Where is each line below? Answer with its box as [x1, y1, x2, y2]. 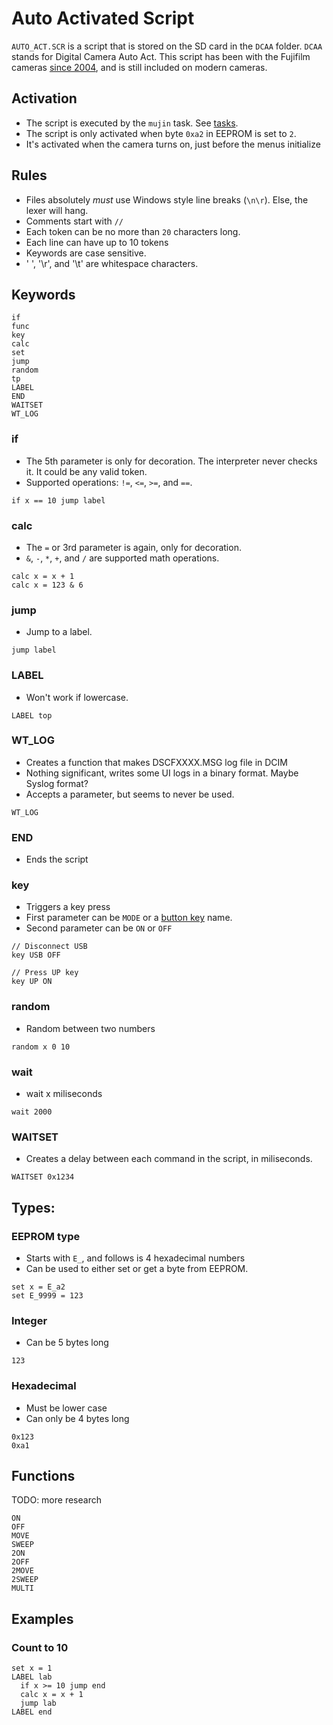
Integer [11, 1313, 48, 1327]
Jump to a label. [25, 626, 93, 638]
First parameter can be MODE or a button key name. [25, 912, 233, 924]
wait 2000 [11, 1107, 53, 1117]
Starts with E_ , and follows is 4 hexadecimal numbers [25, 1252, 246, 1264]
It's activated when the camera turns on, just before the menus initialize [25, 138, 321, 150]
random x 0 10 [11, 1042, 71, 1052]
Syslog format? [25, 777, 89, 789]
